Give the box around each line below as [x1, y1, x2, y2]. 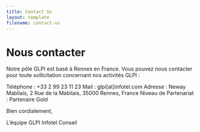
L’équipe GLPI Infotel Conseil [6, 119, 77, 126]
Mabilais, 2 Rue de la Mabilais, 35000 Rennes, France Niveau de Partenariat [6, 90, 194, 97]
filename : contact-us [6, 20, 61, 26]
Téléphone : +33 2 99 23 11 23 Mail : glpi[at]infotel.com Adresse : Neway [6, 83, 186, 90]
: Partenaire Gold [6, 96, 48, 103]
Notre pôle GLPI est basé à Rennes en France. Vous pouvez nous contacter [6, 65, 193, 72]
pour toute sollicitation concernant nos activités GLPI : [6, 72, 140, 79]
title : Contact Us [6, 8, 52, 15]
